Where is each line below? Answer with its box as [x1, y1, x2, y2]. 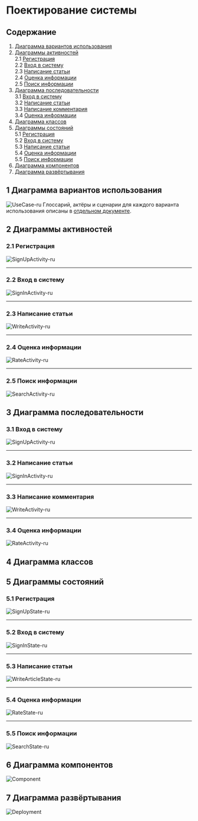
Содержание [6, 27, 57, 37]
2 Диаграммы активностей [6, 224, 113, 234]
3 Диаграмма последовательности [6, 408, 144, 418]
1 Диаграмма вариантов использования [6, 185, 162, 196]
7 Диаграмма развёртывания [6, 793, 121, 803]
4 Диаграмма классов [6, 556, 94, 567]
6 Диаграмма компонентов [6, 760, 113, 770]
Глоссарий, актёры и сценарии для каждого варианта [42, 201, 179, 208]
